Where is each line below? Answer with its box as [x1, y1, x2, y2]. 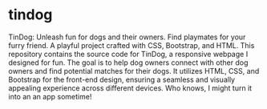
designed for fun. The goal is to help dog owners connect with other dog [8, 58, 249, 67]
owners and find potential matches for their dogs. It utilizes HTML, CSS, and [8, 66, 260, 75]
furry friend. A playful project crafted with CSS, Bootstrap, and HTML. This [8, 40, 255, 50]
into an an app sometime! [8, 91, 92, 101]
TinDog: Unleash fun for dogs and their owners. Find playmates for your [8, 32, 246, 42]
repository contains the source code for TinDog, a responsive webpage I [8, 49, 249, 59]
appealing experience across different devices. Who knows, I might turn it [8, 83, 253, 93]
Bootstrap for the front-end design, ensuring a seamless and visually [8, 75, 235, 84]
